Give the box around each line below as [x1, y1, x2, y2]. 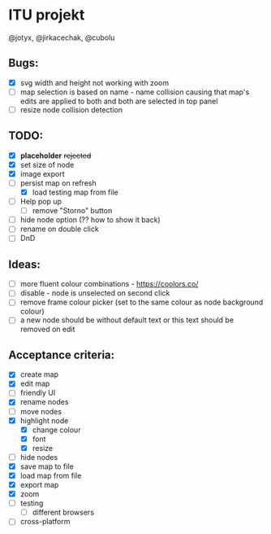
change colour [32, 425, 81, 435]
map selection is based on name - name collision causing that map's [19, 87, 250, 97]
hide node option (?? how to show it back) [19, 215, 161, 225]
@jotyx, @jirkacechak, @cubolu [8, 33, 115, 42]
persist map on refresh [19, 177, 97, 188]
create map [19, 370, 59, 379]
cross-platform [19, 517, 71, 527]
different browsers [32, 507, 95, 518]
